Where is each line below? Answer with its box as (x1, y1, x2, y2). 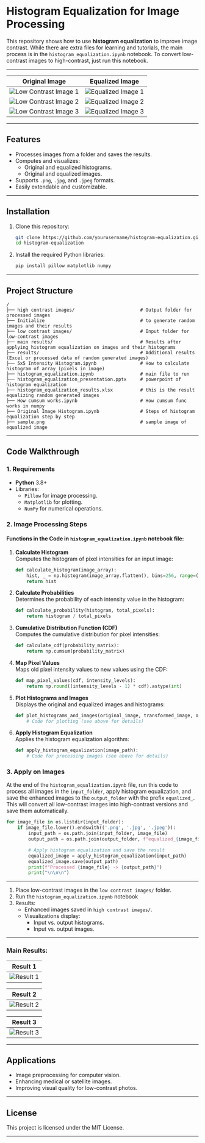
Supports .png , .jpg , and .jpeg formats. (15, 176, 115, 184)
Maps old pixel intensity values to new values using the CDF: (15, 665, 168, 673)
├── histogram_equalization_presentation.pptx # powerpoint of (6, 376, 182, 382)
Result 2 (12, 990, 37, 998)
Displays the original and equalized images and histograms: (15, 700, 165, 708)
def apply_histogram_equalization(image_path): (15, 747, 138, 754)
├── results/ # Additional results (6, 349, 195, 356)
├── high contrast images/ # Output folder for (6, 307, 192, 313)
